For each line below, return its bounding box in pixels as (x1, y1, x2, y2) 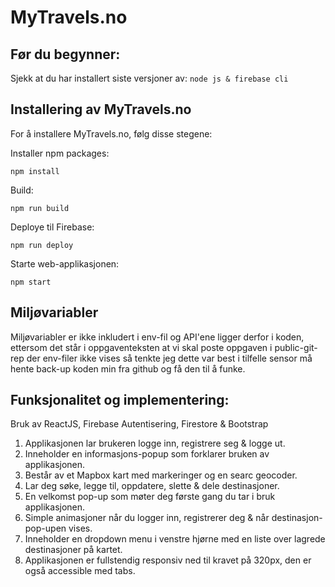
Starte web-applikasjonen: (10, 257, 120, 270)
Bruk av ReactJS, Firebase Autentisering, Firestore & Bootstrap (10, 418, 269, 430)
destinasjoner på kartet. (24, 544, 123, 556)
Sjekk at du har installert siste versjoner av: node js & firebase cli (10, 72, 289, 84)
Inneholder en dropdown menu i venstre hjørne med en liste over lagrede (24, 533, 326, 545)
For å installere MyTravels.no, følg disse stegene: (10, 127, 213, 140)
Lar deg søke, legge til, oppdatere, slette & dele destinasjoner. (24, 480, 280, 492)
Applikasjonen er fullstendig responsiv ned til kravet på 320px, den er (24, 554, 312, 566)
